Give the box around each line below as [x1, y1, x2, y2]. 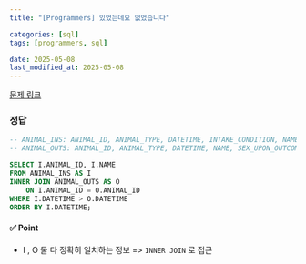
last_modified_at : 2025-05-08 [9, 63, 125, 73]
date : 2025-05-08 [9, 55, 76, 64]
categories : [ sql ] [9, 29, 79, 39]
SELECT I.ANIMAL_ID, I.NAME [9, 160, 117, 169]
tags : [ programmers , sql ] [9, 38, 107, 47]
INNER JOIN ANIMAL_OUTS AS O [9, 177, 120, 187]
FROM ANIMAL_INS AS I [9, 169, 92, 178]
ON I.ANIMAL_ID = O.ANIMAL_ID [25, 186, 141, 195]
